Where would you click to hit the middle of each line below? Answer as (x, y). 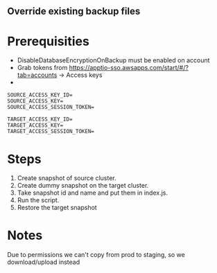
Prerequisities (49, 41)
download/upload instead (44, 262)
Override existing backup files (74, 11)
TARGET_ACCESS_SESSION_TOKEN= (51, 132)
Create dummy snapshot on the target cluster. (83, 186)
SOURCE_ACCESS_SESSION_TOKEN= (51, 107)
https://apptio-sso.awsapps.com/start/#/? (129, 68)
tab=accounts (37, 75)
